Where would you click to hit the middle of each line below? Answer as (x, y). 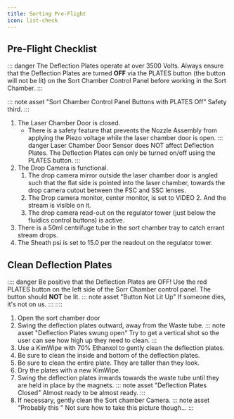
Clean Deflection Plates (60, 265)
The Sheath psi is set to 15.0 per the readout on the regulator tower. (115, 243)
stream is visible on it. (59, 206)
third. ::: (18, 109)
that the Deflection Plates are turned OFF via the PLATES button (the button (117, 73)
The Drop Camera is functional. (63, 168)
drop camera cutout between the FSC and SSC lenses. (107, 190)
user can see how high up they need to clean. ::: (87, 340)
